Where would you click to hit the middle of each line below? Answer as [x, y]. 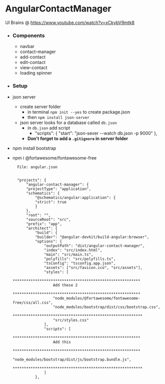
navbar [27, 46]
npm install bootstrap [34, 148]
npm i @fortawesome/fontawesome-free [54, 157]
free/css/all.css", [33, 302]
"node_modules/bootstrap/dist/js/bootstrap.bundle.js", [72, 359]
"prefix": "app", [44, 224]
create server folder [40, 106]
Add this [62, 342]
